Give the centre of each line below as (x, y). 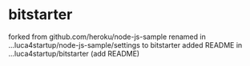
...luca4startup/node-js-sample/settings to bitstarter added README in (125, 45)
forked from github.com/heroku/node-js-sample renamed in (107, 37)
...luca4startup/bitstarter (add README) (74, 53)
